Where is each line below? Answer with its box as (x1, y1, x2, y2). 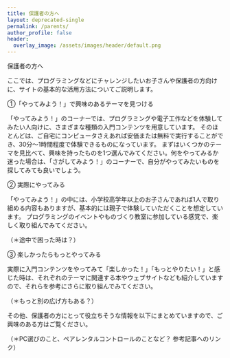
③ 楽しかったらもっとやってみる (7, 251, 102, 258)
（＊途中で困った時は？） (7, 235, 80, 244)
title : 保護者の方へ (7, 10, 60, 17)
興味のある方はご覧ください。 (7, 320, 91, 328)
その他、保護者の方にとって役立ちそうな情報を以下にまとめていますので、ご (7, 311, 223, 319)
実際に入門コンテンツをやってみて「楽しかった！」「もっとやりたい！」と (7, 265, 215, 273)
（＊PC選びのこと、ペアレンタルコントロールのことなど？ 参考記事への (7, 335, 209, 343)
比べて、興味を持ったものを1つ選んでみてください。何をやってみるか (25, 149, 219, 157)
